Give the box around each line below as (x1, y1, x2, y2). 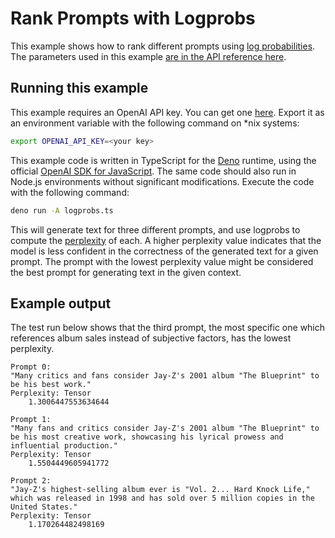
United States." (10, 502, 78, 512)
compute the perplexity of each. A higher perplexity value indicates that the (10, 234, 322, 246)
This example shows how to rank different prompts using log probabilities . (10, 40, 316, 52)
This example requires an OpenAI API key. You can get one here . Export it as (10, 106, 325, 118)
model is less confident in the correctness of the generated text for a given (10, 245, 319, 257)
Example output (10, 295, 112, 312)
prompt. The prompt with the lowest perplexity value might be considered (10, 255, 314, 267)
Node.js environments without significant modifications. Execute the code (10, 175, 315, 187)
